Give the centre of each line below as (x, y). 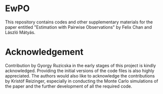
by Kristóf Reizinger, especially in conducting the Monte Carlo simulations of (81, 81)
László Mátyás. (20, 32)
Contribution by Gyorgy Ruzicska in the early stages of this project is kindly (81, 65)
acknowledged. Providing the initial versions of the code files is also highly (80, 71)
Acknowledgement (44, 52)
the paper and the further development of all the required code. (69, 86)
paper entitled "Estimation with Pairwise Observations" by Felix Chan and (79, 27)
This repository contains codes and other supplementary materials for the (79, 22)
